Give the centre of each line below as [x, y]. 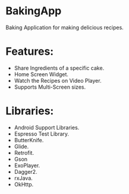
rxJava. [23, 178]
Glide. [21, 146]
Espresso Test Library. [42, 134]
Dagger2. [26, 171]
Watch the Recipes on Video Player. [58, 80]
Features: [30, 51]
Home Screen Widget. [41, 74]
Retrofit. [24, 152]
